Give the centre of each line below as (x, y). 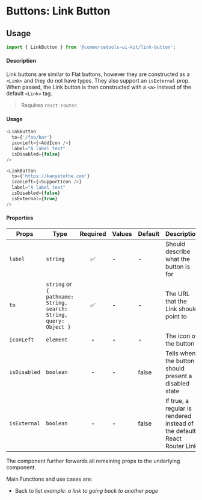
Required (93, 233)
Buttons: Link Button (58, 11)
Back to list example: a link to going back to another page (86, 490)
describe (178, 252)
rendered (178, 416)
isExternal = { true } (35, 198)
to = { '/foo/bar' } (32, 138)
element (57, 340)
